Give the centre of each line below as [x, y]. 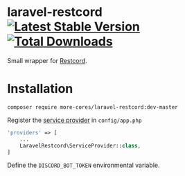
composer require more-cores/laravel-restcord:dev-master [92, 107]
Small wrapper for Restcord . [47, 60]
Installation [40, 89]
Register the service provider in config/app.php [74, 120]
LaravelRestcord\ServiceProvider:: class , [80, 146]
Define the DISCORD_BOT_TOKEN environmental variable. [84, 165]
